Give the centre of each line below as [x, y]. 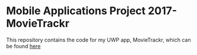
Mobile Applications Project [76, 11]
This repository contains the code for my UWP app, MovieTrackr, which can [99, 40]
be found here [23, 46]
